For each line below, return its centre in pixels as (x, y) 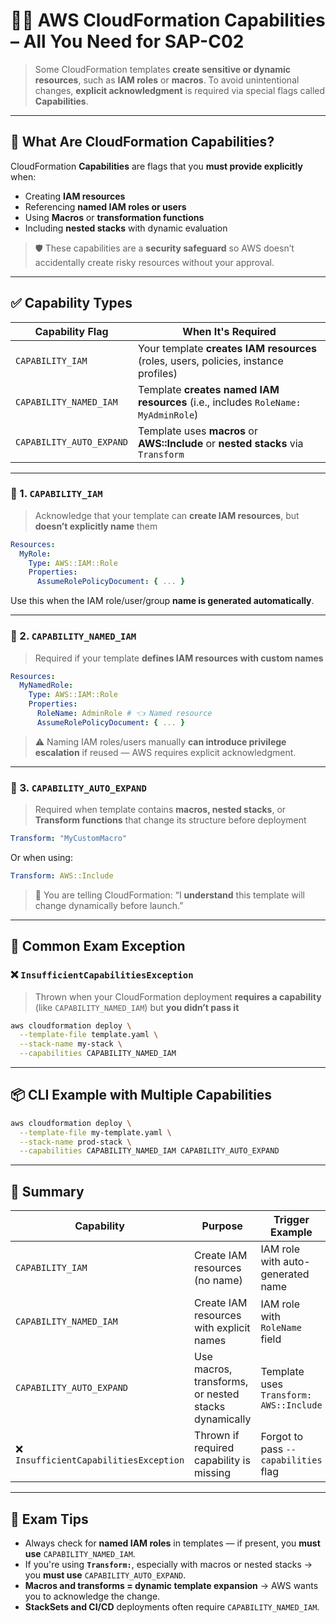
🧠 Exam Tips (49, 1519)
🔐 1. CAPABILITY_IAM (56, 494)
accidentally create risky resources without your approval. (154, 262)
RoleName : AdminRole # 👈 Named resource (124, 714)
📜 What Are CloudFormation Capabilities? (142, 142)
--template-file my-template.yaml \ (95, 1132)
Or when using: (41, 857)
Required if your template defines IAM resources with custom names (179, 658)
